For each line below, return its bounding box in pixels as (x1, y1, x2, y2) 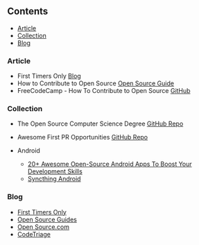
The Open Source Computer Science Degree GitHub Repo (17, 119, 184, 128)
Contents (7, 6, 49, 17)
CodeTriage (17, 230, 51, 238)
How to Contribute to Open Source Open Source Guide (17, 79, 175, 87)
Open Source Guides (17, 215, 78, 223)
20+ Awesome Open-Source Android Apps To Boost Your (27, 160, 192, 169)
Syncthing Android (27, 175, 81, 183)
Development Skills (27, 167, 83, 176)
